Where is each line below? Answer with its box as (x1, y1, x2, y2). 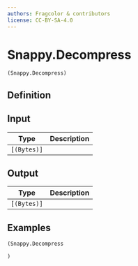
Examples (7, 221, 51, 234)
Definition (7, 89, 51, 101)
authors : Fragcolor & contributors (7, 10, 111, 17)
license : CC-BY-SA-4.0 (7, 17, 73, 24)
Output (7, 167, 38, 179)
